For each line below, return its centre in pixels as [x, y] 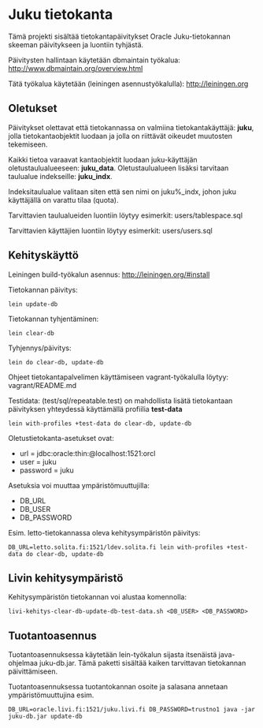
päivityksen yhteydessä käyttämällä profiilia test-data [95, 409]
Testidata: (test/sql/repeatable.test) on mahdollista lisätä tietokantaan [120, 401]
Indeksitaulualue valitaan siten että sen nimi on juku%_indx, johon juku [122, 192]
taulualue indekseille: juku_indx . [60, 176]
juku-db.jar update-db [45, 717]
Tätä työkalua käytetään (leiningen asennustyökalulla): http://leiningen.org [128, 84]
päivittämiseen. [33, 671]
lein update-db [33, 304]
